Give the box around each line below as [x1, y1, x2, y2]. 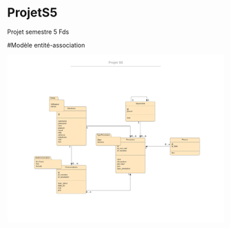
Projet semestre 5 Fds [7, 28, 70, 36]
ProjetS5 [7, 5, 58, 21]
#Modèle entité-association [7, 41, 85, 49]
